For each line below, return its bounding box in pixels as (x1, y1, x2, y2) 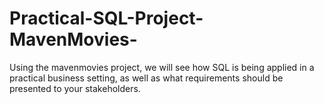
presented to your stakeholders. (9, 82, 141, 94)
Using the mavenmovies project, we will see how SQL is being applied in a (9, 61, 315, 73)
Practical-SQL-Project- (9, 7, 204, 30)
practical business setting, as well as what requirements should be (9, 72, 284, 84)
